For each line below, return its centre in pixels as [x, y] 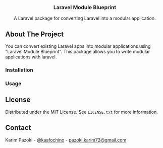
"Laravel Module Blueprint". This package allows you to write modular [78, 52]
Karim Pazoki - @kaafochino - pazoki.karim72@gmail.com [66, 140]
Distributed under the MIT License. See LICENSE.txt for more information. [82, 112]
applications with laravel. [31, 57]
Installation [19, 70]
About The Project [35, 34]
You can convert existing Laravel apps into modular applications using [78, 46]
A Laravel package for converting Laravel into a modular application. [85, 18]
